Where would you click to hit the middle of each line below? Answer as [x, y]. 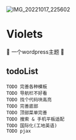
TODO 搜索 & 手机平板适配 [36, 119]
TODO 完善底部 [22, 106]
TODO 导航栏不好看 [27, 93]
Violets [25, 34]
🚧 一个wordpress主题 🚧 [36, 51]
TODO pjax [19, 131]
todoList [22, 71]
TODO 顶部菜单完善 [27, 112]
